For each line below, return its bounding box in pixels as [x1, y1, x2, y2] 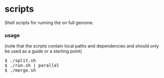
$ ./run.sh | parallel [4, 63, 60, 68]
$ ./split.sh [4, 58, 36, 63]
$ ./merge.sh [4, 68, 36, 73]
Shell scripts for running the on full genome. [4, 20, 94, 26]
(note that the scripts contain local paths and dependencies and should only [4, 43, 159, 49]
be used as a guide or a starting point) [4, 48, 82, 54]
